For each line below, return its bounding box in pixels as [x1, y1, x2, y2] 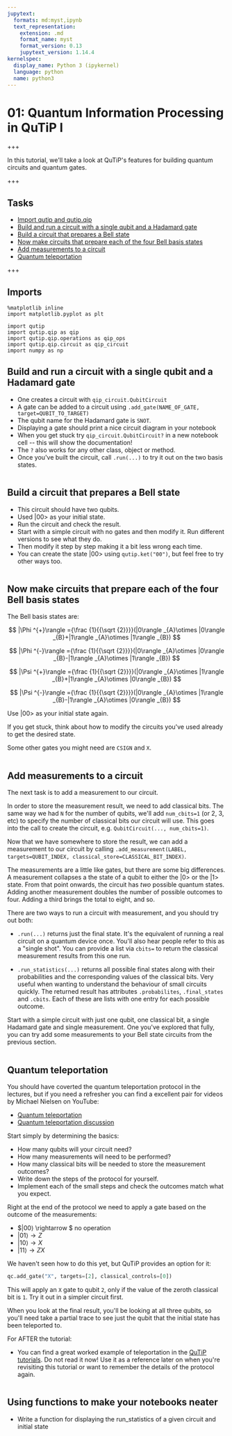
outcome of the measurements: [7, 1211, 97, 1218]
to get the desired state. [7, 730, 76, 739]
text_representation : [13, 23, 76, 30]
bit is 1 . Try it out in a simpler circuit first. [7, 1293, 124, 1301]
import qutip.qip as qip [7, 328, 79, 336]
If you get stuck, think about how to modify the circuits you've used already [7, 723, 224, 731]
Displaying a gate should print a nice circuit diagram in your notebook [17, 423, 217, 432]
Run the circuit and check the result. [17, 519, 122, 529]
